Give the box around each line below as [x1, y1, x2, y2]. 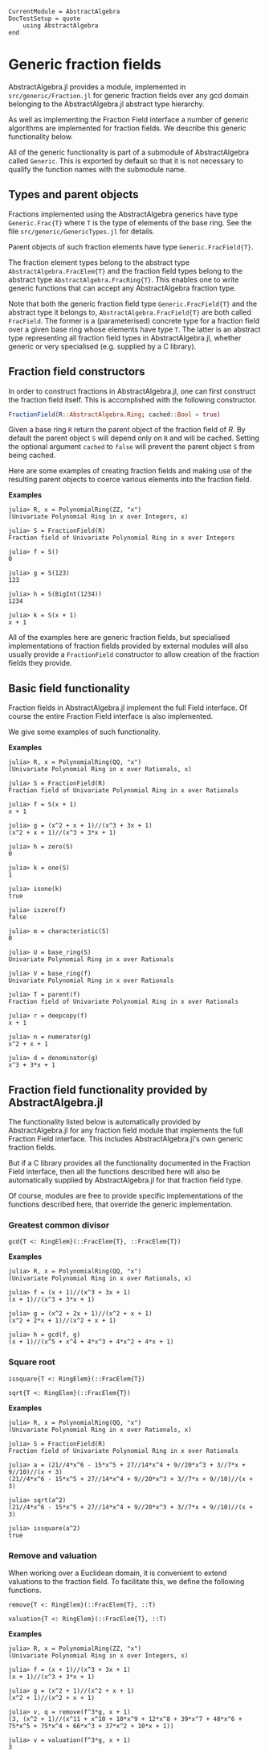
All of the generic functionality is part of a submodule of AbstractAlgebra [8, 147, 250, 157]
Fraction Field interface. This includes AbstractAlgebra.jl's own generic [8, 1134, 243, 1144]
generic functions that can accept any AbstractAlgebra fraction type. [8, 283, 237, 293]
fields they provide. [8, 658, 72, 668]
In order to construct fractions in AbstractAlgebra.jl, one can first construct [8, 386, 256, 396]
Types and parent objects [8, 188, 139, 201]
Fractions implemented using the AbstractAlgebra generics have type [8, 209, 238, 219]
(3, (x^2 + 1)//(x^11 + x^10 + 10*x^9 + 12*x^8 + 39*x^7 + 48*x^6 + [8, 1715, 243, 1723]
